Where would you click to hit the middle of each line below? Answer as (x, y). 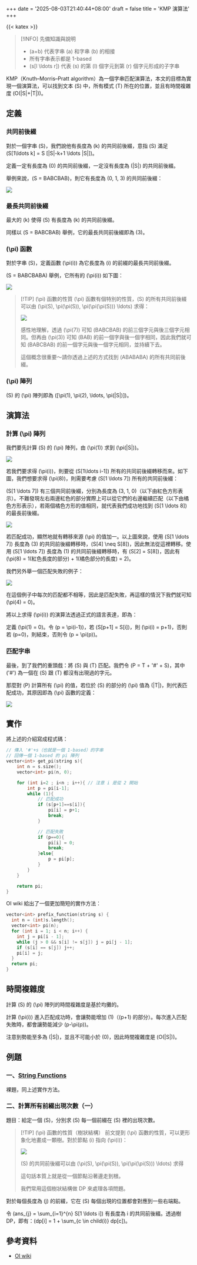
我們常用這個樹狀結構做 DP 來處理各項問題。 (74, 1188)
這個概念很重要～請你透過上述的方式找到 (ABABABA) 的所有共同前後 (103, 357)
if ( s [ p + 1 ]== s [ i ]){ (61, 805)
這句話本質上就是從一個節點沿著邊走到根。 (72, 1176)
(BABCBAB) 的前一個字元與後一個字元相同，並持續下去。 (96, 345)
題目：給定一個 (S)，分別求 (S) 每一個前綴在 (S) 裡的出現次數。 (82, 1120)
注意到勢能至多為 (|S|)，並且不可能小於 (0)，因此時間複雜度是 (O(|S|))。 (93, 1037)
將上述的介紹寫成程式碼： (37, 739)
